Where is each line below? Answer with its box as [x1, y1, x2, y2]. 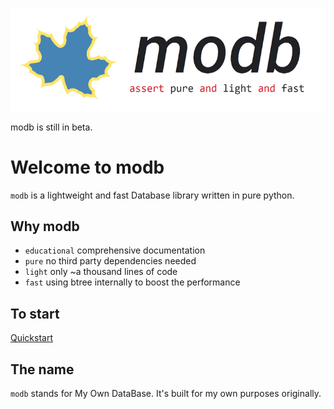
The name [10, 361, 75, 378]
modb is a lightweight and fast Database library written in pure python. [10, 189, 295, 201]
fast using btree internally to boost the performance [24, 276, 241, 288]
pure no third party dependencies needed [24, 255, 197, 267]
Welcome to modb [10, 156, 165, 178]
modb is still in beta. [10, 121, 93, 133]
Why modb [10, 218, 80, 235]
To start [10, 305, 60, 322]
